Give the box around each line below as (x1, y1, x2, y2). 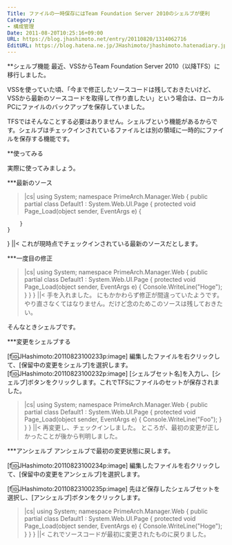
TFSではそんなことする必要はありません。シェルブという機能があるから (7, 117, 212, 125)
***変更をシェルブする (7, 338, 71, 345)
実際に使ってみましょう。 (7, 164, 79, 172)
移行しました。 (7, 70, 50, 79)
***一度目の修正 (7, 254, 53, 262)
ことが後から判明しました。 (42, 432, 122, 440)
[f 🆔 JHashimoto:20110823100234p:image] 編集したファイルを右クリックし (7, 461, 221, 470)
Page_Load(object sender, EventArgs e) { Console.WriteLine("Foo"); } (23, 415, 222, 423)
